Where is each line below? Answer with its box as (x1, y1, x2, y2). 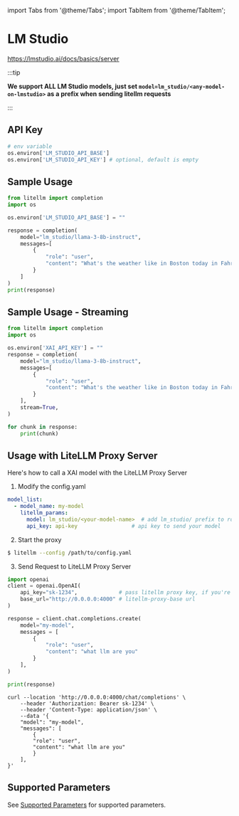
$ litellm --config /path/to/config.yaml (7, 549, 132, 556)
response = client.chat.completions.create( (7, 615, 142, 622)
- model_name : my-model (14, 503, 84, 510)
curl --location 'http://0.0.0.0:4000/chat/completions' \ (7, 694, 186, 701)
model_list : (7, 496, 43, 504)
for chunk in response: (7, 423, 78, 430)
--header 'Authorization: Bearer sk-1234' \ (20, 700, 154, 707)
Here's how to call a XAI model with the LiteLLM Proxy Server (7, 469, 187, 477)
